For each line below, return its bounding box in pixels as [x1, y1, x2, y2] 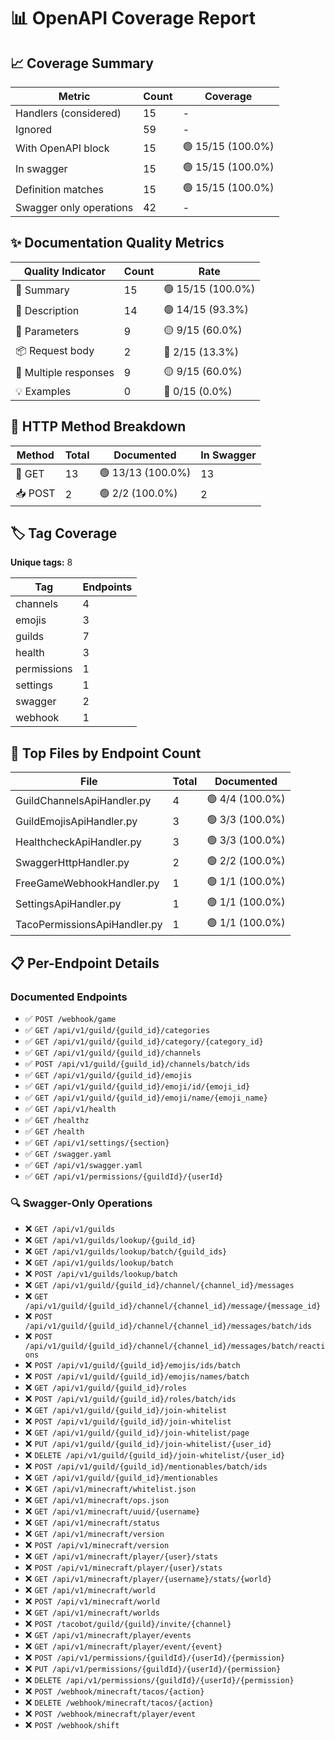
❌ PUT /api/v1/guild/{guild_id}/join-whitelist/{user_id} [24, 1438, 272, 1450]
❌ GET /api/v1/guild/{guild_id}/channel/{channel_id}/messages [24, 1279, 295, 1291]
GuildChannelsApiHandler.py [15, 793, 152, 807]
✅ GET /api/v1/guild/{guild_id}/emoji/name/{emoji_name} [24, 1091, 268, 1103]
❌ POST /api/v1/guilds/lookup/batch [24, 1268, 178, 1280]
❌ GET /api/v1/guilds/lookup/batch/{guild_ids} [24, 1245, 228, 1257]
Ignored [15, 123, 53, 136]
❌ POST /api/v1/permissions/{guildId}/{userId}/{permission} [24, 1651, 286, 1664]
